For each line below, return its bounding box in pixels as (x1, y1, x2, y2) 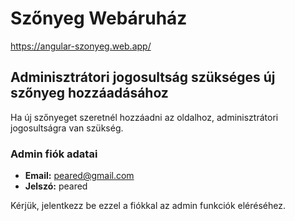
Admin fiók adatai (10, 147, 98, 161)
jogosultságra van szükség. (10, 122, 124, 134)
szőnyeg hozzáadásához (10, 85, 169, 102)
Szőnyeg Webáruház (10, 7, 188, 30)
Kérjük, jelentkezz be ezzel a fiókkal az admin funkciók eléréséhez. (10, 200, 287, 212)
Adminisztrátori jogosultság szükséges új (10, 69, 276, 86)
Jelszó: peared (24, 180, 88, 192)
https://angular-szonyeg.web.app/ (10, 40, 152, 52)
